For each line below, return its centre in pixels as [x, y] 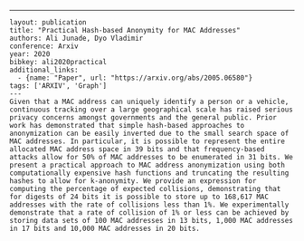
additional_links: [44, 70]
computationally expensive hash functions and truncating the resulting [149, 173]
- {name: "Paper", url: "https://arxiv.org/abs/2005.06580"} [135, 78]
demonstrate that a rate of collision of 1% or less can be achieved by [149, 213]
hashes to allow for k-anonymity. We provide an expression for [133, 181]
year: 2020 [30, 54]
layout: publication [48, 23]
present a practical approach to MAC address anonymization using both [147, 165]
